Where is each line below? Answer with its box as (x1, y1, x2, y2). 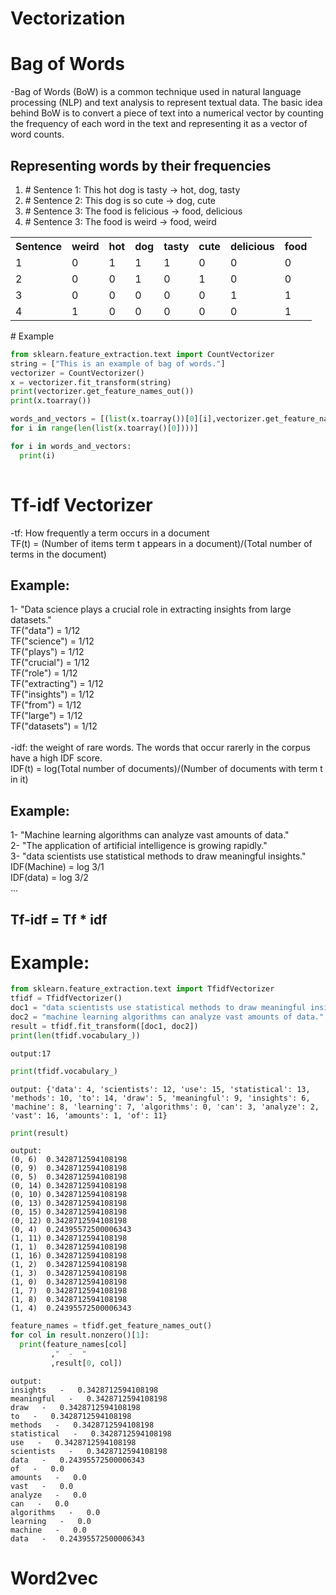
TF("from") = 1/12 (10, 699, 82, 711)
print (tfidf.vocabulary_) (10, 1066, 118, 1076)
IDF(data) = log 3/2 (10, 872, 89, 884)
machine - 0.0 (10, 1525, 87, 1535)
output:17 (10, 1048, 52, 1059)
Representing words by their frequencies (10, 157, 272, 174)
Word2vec (10, 1567, 99, 1590)
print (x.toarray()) (10, 396, 92, 406)
